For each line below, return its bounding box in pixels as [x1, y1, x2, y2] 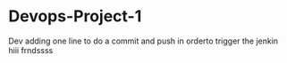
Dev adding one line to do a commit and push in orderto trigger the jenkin [8, 35, 279, 46]
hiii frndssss [8, 44, 54, 55]
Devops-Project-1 [8, 6, 142, 27]
